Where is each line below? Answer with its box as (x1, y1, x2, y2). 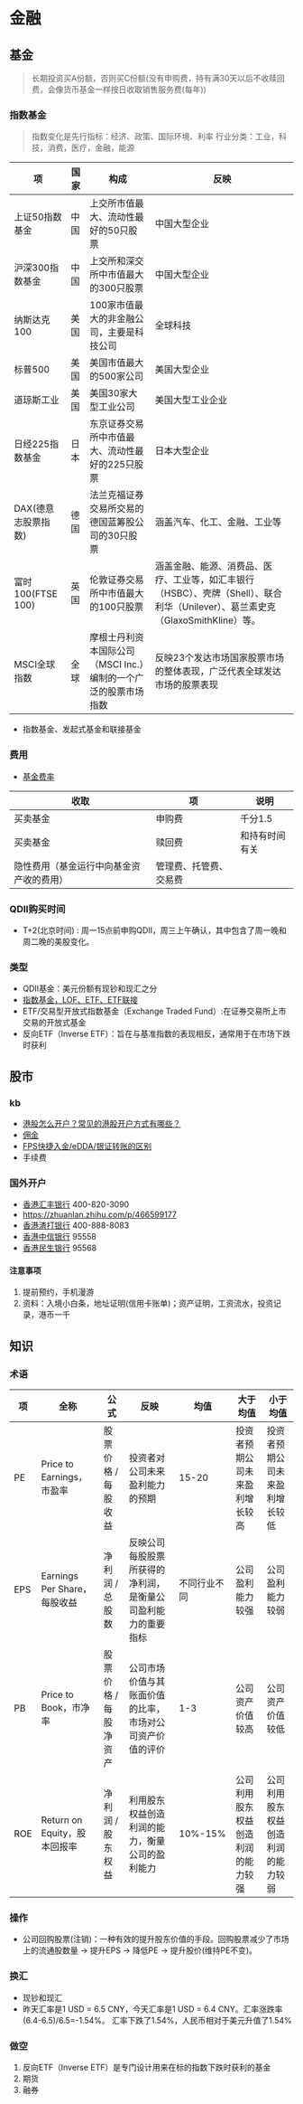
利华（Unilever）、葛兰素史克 (154, 600, 277, 613)
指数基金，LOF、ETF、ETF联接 (22, 995, 138, 1005)
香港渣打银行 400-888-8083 (22, 1220, 130, 1231)
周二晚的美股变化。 (22, 936, 95, 947)
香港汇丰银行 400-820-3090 (22, 1199, 130, 1210)
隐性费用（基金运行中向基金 (14, 860, 133, 873)
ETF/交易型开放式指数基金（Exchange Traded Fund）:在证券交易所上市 (22, 1005, 287, 1017)
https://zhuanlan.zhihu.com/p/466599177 (22, 1209, 178, 1221)
